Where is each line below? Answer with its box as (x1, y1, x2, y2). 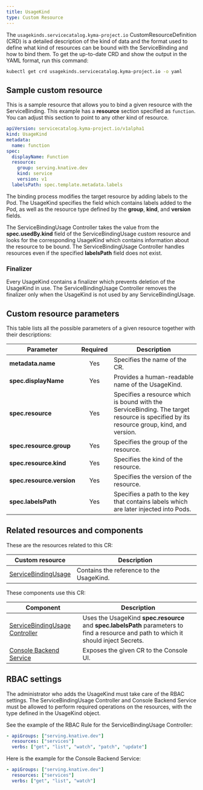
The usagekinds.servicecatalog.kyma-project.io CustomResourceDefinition (6, 31, 197, 38)
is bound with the (114, 397, 163, 406)
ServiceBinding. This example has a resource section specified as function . (6, 108, 196, 115)
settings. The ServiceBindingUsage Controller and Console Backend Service (6, 696, 197, 704)
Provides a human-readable (114, 373, 194, 381)
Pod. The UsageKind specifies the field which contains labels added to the (6, 199, 192, 206)
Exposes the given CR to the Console (82, 646, 188, 654)
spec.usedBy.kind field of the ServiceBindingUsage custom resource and (6, 230, 191, 237)
